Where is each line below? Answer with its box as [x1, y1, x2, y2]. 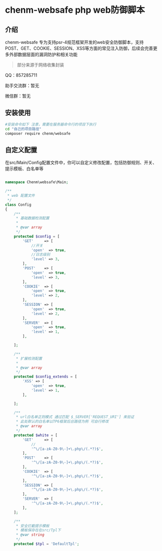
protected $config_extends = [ [14, 374, 77, 379]
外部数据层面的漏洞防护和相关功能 [9, 52, 78, 57]
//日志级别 [31, 252, 50, 257]
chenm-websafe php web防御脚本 [5, 4, 145, 16]
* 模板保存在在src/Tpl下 [16, 528, 61, 533]
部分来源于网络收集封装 [17, 62, 64, 67]
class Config [5, 202, 32, 207]
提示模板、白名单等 [5, 166, 44, 171]
